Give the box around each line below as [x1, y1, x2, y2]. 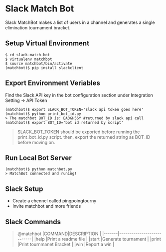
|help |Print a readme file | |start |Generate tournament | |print [34, 236, 161, 242]
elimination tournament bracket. [5, 24, 71, 30]
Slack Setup [5, 184, 43, 193]
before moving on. [17, 139, 55, 145]
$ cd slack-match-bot [5, 52, 50, 57]
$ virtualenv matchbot [5, 57, 52, 62]
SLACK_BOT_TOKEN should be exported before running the [17, 129, 140, 135]
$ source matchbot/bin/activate [5, 61, 72, 66]
